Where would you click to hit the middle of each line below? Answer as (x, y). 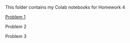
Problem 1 (16, 17)
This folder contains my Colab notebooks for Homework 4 (65, 7)
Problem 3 (16, 36)
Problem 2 (16, 26)
